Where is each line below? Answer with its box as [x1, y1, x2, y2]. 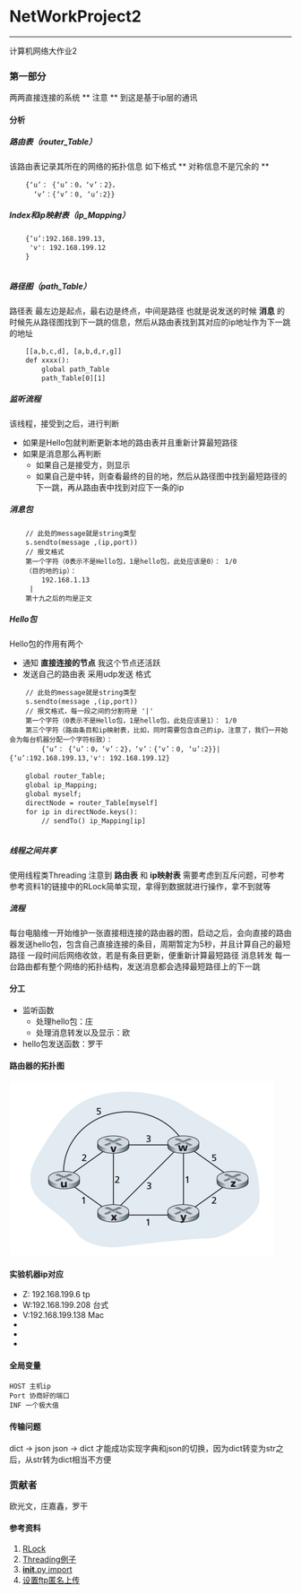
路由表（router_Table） [9, 136, 97, 147]
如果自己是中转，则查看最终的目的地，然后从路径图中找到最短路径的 [35, 471, 288, 481]
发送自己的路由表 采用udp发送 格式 [21, 668, 152, 679]
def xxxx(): [25, 356, 70, 365]
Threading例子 [21, 1554, 77, 1565]
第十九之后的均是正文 [25, 593, 92, 602]
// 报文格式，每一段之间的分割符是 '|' [25, 706, 154, 715]
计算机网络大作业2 [9, 45, 78, 56]
